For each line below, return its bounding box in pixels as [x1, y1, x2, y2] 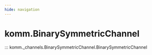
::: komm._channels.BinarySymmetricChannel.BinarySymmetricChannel [4, 44, 148, 50]
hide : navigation [4, 7, 40, 12]
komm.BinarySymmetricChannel [4, 28, 140, 39]
